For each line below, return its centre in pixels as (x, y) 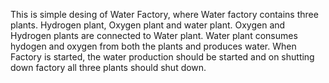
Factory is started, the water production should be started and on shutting (162, 57)
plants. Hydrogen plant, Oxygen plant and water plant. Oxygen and (148, 25)
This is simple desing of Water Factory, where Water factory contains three (164, 14)
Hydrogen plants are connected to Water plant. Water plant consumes (154, 35)
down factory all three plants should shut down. (108, 67)
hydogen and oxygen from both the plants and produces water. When (153, 46)
